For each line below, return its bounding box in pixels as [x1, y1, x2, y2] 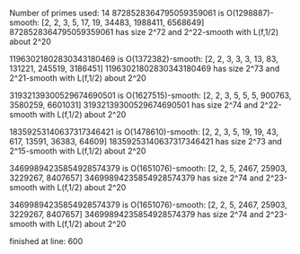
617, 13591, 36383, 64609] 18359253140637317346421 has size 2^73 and [9, 136, 283, 146]
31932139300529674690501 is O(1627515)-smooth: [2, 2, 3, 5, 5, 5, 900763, [9, 90, 292, 101]
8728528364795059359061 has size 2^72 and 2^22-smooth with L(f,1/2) [9, 27, 279, 37]
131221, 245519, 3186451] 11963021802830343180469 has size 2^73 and [9, 63, 280, 74]
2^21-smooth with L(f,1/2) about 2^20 [9, 73, 146, 83]
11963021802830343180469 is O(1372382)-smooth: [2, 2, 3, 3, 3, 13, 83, [9, 54, 278, 64]
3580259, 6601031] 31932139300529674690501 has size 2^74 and [9, 100, 259, 110]
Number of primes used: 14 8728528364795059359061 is [9, 8, 225, 18]
